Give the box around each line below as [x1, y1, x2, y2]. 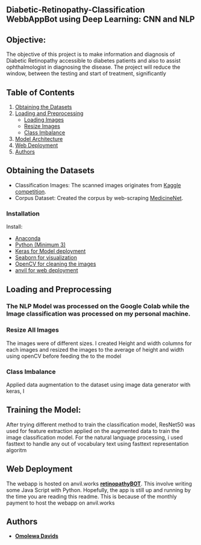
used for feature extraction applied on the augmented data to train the [6, 427, 180, 434]
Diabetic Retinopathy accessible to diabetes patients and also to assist [6, 57, 181, 64]
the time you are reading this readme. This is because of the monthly [6, 493, 178, 500]
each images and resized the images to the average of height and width [6, 346, 185, 353]
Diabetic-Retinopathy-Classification [6, 5, 146, 15]
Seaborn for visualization [14, 254, 77, 261]
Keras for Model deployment [14, 248, 86, 255]
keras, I [6, 388, 25, 395]
